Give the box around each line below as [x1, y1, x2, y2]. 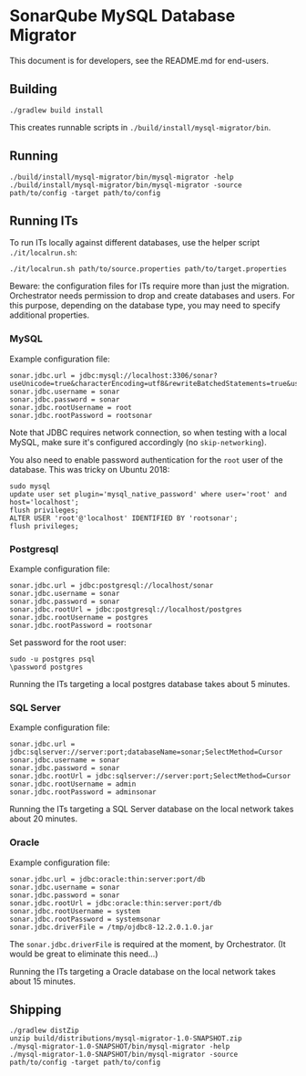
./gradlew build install [9, 106, 104, 115]
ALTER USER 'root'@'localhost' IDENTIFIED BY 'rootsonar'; [9, 513, 239, 523]
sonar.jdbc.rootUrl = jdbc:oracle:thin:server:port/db [9, 898, 222, 908]
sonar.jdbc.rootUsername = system [9, 906, 141, 915]
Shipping [9, 1001, 62, 1018]
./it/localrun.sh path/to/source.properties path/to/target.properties [9, 265, 287, 274]
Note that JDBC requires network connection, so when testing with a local [9, 426, 287, 438]
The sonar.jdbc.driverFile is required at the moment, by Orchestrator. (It [9, 938, 287, 949]
